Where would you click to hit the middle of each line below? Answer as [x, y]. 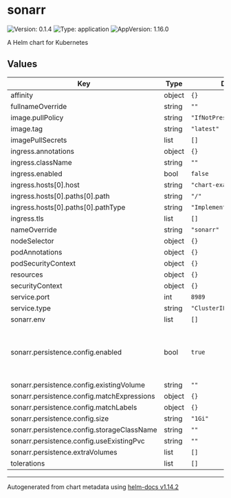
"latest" [205, 129]
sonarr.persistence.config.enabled [66, 352]
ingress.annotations [42, 151]
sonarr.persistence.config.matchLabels [74, 407]
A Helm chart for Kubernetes [48, 42]
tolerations [28, 463]
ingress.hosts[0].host [45, 185]
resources [27, 275]
